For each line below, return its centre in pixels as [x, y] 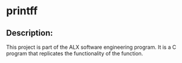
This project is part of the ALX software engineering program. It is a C [91, 47]
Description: [30, 33]
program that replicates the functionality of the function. [75, 53]
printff [22, 11]
